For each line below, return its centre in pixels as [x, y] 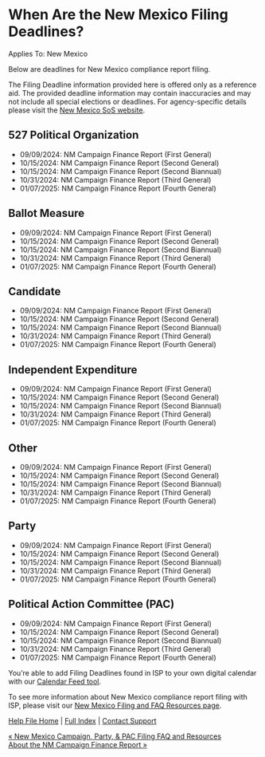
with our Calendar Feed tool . [55, 681]
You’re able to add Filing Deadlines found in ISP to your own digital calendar [132, 672]
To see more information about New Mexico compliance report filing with [128, 696]
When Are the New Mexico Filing [118, 15]
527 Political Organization [74, 135]
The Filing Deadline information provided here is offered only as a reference [132, 85]
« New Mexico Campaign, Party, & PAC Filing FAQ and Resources [115, 736]
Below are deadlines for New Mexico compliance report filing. [109, 69]
